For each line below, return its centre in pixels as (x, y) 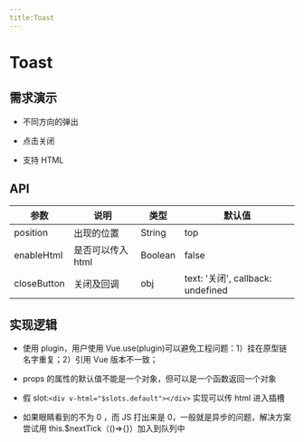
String (153, 233)
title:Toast (32, 18)
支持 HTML (43, 160)
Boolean (158, 256)
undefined (206, 290)
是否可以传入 (101, 250)
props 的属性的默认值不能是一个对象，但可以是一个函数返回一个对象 (149, 379)
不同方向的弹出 (50, 121)
